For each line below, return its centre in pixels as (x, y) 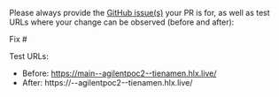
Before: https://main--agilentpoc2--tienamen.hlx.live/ (119, 73)
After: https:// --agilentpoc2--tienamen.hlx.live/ (107, 82)
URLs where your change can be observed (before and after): (122, 22)
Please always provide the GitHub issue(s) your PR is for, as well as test (139, 13)
